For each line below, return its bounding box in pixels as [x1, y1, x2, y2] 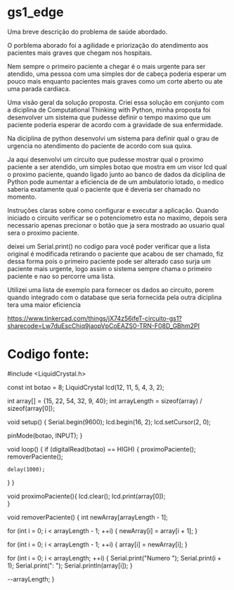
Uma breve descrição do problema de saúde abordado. [7, 27, 168, 36]
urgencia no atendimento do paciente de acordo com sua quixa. [7, 141, 193, 150]
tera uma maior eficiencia [7, 300, 81, 309]
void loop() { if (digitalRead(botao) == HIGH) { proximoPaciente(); [7, 445, 196, 453]
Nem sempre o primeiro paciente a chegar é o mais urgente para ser [7, 62, 206, 70]
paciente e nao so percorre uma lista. [7, 272, 116, 280]
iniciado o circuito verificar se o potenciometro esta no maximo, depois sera [7, 214, 228, 222]
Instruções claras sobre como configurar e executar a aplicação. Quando [7, 206, 219, 214]
